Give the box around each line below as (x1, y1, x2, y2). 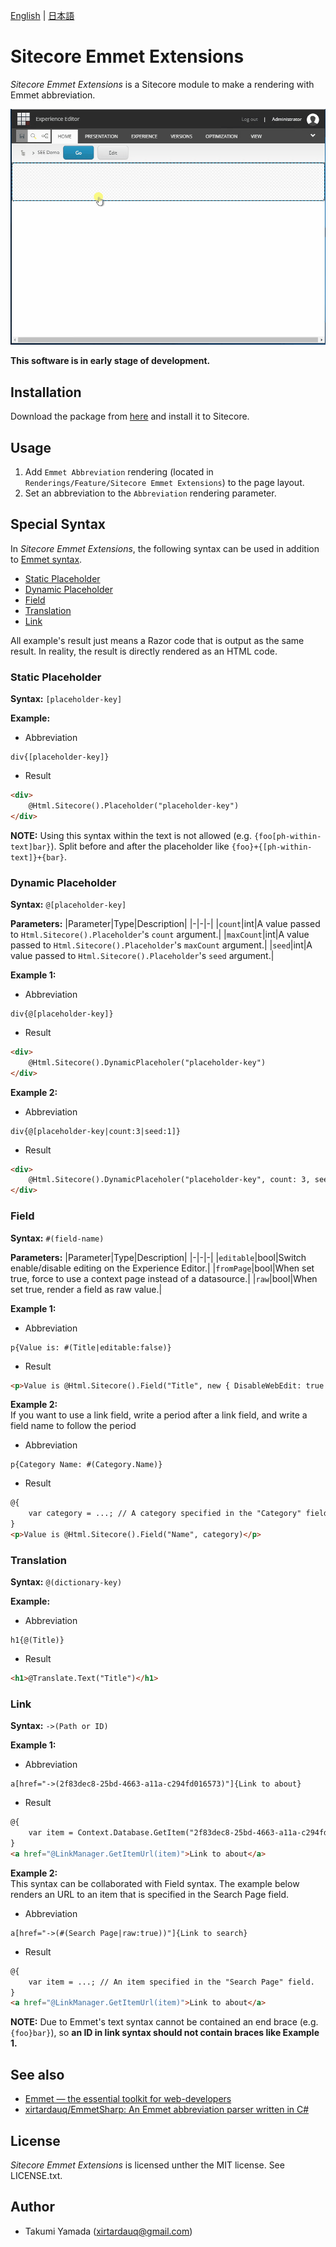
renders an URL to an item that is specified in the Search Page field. (10, 1888, 290, 1900)
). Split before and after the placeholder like (50, 840, 230, 852)
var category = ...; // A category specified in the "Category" (28, 1509, 302, 1519)
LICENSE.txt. (10, 2169, 63, 2181)
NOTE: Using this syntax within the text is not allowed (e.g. (10, 829, 252, 841)
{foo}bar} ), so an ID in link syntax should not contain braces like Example (10, 2027, 320, 2039)
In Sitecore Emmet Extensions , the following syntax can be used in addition (10, 542, 320, 554)
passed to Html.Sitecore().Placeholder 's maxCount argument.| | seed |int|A (10, 939, 313, 951)
